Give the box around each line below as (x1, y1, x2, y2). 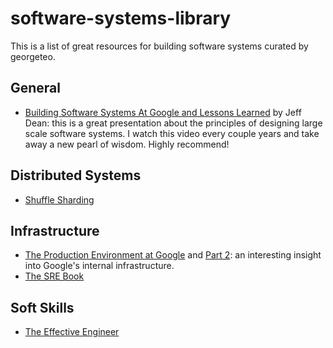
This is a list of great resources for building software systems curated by (10, 40, 309, 52)
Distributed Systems (10, 167, 142, 184)
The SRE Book (24, 270, 85, 282)
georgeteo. (10, 50, 56, 62)
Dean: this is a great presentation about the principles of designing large (24, 117, 323, 129)
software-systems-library (10, 7, 232, 30)
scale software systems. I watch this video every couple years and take (24, 127, 320, 139)
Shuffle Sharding (24, 193, 95, 206)
